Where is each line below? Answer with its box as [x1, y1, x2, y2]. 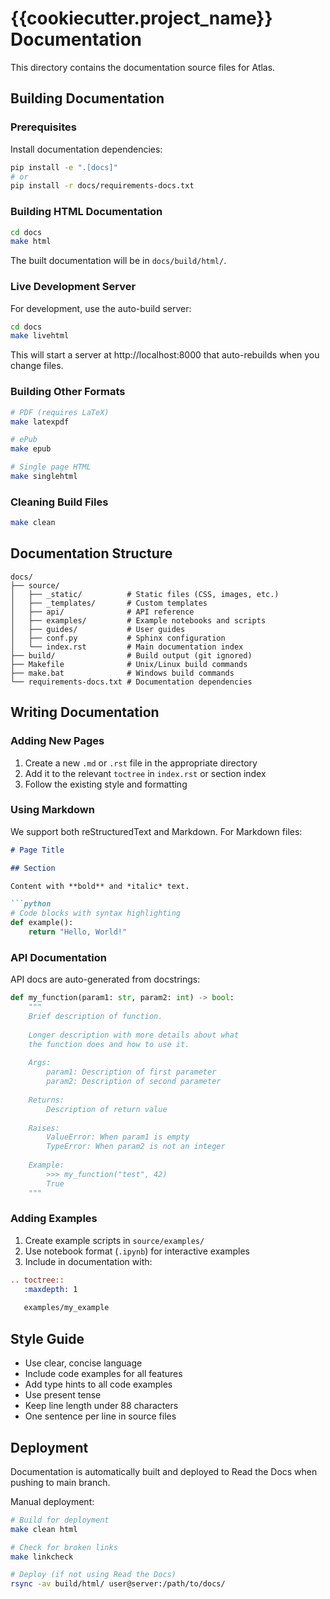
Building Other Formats [10, 385, 126, 399]
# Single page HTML [10, 462, 92, 472]
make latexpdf [10, 417, 70, 427]
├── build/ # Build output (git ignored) [10, 650, 253, 661]
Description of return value [46, 1104, 168, 1114]
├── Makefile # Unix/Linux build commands [10, 659, 248, 669]
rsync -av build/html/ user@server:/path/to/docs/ [10, 1579, 226, 1589]
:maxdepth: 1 [23, 1284, 78, 1294]
